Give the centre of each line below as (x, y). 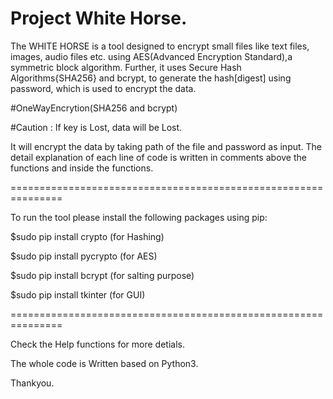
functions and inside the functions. (82, 168)
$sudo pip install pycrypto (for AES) (84, 256)
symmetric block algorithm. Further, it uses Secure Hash (126, 67)
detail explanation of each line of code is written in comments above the (158, 157)
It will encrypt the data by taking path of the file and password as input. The (166, 146)
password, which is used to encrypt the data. (103, 88)
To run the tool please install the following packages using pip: (139, 217)
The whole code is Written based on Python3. (104, 363)
